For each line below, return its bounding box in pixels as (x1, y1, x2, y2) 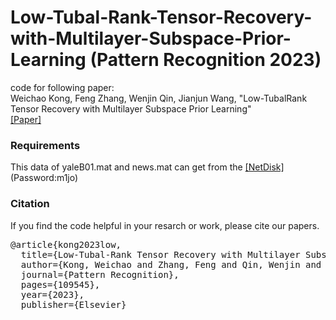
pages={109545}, (20, 279, 101, 290)
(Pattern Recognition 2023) (89, 49, 322, 71)
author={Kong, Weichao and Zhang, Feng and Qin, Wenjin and (20, 259, 322, 270)
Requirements (10, 138, 81, 152)
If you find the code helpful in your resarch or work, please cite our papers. (10, 219, 320, 231)
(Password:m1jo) (10, 172, 79, 184)
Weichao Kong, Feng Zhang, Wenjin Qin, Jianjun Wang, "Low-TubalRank (10, 92, 308, 104)
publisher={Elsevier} (20, 299, 127, 310)
